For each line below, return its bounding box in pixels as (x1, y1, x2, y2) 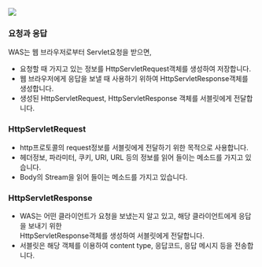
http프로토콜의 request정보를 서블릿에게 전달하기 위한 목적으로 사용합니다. (19, 143, 249, 152)
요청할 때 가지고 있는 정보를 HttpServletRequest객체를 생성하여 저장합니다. (19, 64, 252, 74)
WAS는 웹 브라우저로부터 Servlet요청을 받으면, (8, 47, 152, 57)
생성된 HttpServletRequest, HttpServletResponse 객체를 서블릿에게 (19, 94, 232, 103)
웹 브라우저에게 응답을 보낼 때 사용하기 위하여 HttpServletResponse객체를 (19, 74, 249, 83)
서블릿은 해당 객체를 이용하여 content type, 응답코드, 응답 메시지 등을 (19, 240, 233, 250)
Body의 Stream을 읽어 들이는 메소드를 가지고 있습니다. (19, 172, 188, 181)
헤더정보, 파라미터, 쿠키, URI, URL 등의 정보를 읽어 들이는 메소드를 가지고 (19, 152, 244, 161)
